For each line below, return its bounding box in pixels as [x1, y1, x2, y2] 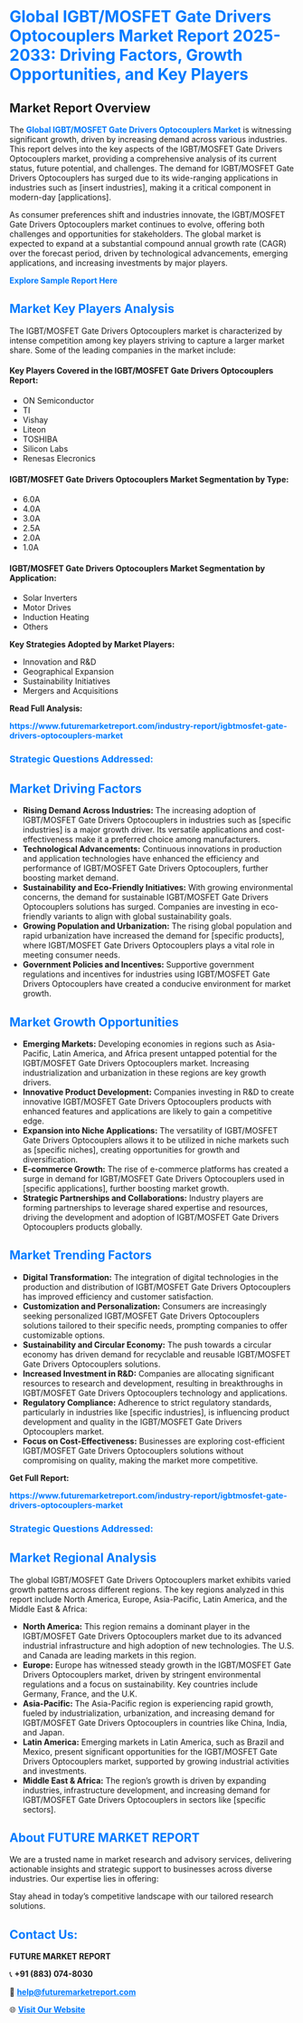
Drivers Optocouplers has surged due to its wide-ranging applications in [9, 172, 279, 183]
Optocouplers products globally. [22, 1221, 143, 1232]
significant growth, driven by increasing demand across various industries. [9, 134, 288, 144]
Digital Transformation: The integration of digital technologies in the [22, 1271, 279, 1282]
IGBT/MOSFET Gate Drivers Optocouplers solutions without [22, 1444, 244, 1456]
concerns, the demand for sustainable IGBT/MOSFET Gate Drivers [22, 891, 269, 903]
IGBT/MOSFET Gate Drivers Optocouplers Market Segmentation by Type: [9, 473, 289, 484]
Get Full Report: [9, 1472, 70, 1483]
